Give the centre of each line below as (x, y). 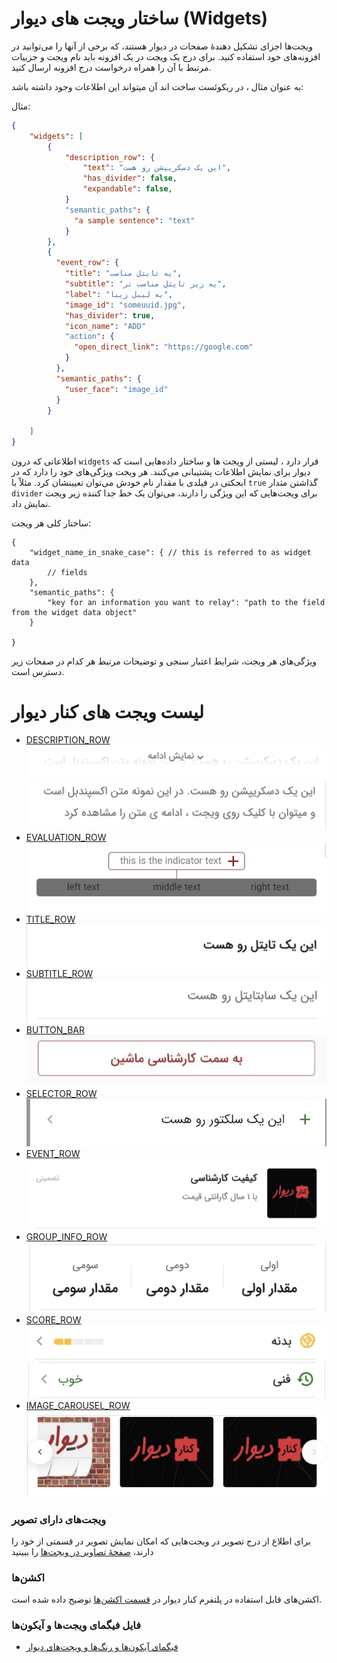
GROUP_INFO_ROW (66, 1236)
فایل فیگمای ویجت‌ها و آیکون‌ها (76, 1625)
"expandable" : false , (127, 189)
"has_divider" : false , (130, 178)
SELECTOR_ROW (61, 1093)
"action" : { (89, 337)
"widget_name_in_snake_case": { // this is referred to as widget (170, 553)
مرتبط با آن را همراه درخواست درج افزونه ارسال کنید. (111, 67)
